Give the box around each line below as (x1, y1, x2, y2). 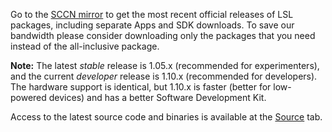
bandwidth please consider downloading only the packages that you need (10, 30, 316, 41)
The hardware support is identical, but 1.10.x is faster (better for (10, 81, 272, 93)
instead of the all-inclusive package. (10, 40, 160, 52)
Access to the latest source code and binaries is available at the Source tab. (10, 111, 323, 123)
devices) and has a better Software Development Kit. (48, 92, 267, 103)
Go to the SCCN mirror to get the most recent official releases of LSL (10, 9, 294, 20)
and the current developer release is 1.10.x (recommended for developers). (10, 70, 318, 82)
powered (10, 92, 47, 103)
